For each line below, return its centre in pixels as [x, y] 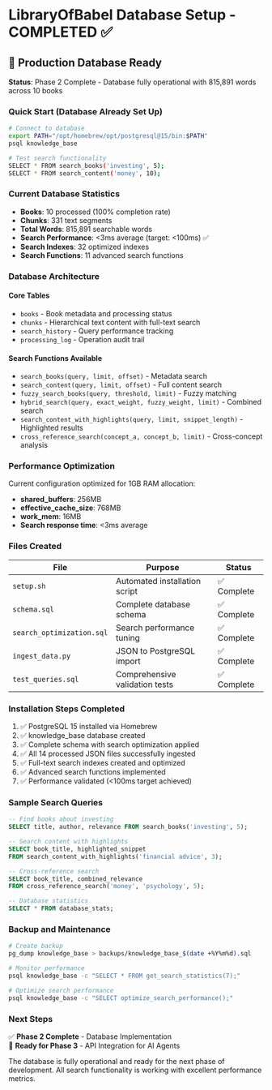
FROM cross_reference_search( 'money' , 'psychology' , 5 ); [106, 886]
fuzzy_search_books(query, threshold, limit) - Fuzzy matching [128, 393]
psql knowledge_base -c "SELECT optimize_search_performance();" [121, 998]
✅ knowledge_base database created [83, 736]
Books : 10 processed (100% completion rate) [96, 212]
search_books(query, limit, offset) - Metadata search [114, 376]
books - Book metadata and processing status [96, 313]
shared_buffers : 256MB [61, 500]
